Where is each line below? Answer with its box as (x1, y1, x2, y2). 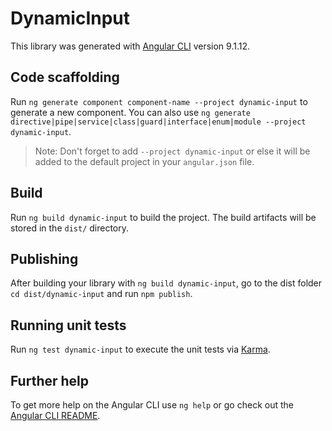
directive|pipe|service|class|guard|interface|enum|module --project (10, 117, 307, 127)
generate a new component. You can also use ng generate (10, 106, 251, 118)
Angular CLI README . (10, 410, 101, 421)
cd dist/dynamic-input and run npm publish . (10, 288, 193, 300)
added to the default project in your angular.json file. (34, 155, 255, 167)
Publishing (10, 250, 79, 267)
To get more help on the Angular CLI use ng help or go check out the (10, 399, 294, 411)
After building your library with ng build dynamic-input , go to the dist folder (10, 277, 323, 289)
